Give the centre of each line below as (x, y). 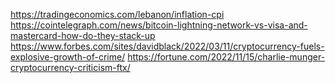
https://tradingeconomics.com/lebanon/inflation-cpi (117, 14)
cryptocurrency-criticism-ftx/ (70, 67)
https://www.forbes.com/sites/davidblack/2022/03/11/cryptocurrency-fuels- (167, 46)
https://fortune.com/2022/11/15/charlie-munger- (226, 57)
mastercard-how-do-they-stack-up (83, 35)
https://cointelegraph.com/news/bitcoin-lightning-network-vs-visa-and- (159, 25)
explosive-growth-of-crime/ (68, 57)
